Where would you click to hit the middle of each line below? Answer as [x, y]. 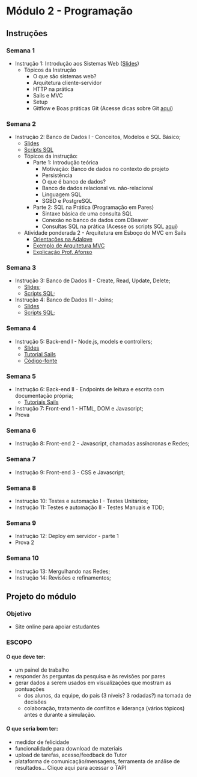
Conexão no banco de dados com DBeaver [95, 220]
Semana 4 [21, 328]
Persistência [57, 175]
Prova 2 [25, 542]
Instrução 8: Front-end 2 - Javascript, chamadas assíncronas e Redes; [102, 444]
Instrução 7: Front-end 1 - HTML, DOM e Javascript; [79, 409]
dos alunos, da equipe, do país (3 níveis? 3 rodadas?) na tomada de [108, 696]
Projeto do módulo [41, 596]
